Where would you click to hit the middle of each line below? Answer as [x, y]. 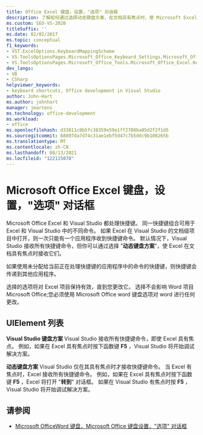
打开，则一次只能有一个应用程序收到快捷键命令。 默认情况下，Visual [102, 238]
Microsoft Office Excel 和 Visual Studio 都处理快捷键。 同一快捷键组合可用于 [101, 223]
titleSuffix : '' [27, 29]
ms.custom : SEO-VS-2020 [36, 23]
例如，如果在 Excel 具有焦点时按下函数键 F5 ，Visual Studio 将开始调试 [106, 347]
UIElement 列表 [35, 323]
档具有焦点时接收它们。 [35, 254]
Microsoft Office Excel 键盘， [81, 190]
